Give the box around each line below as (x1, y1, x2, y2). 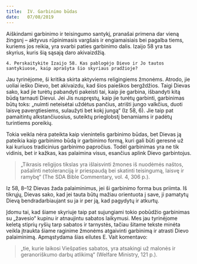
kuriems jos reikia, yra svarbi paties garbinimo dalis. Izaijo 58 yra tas (6, 42, 172, 50)
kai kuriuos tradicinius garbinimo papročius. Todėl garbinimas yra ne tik (6, 143, 179, 150)
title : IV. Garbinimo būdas (6, 8, 78, 15)
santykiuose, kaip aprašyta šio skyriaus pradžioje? (6, 65, 138, 71)
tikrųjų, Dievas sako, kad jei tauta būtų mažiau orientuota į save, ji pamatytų (6, 191, 189, 198)
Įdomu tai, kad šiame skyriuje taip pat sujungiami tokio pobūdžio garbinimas (6, 208, 190, 215)
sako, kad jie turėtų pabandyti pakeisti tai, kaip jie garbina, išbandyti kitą (6, 88, 181, 95)
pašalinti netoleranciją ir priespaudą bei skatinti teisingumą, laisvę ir (20, 167, 184, 174)
